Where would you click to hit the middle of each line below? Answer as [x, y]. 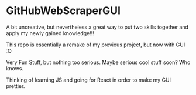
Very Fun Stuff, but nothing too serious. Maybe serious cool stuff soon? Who [98, 62]
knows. [15, 68]
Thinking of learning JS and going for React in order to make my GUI [89, 80]
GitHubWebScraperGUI [63, 11]
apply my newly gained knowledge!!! [50, 33]
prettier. [16, 86]
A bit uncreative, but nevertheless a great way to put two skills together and [97, 27]
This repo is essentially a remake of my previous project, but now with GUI [96, 45]
